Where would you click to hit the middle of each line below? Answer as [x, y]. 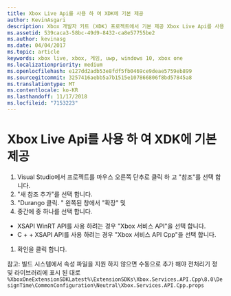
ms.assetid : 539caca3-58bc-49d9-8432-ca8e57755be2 [81, 33]
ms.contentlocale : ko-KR [43, 90]
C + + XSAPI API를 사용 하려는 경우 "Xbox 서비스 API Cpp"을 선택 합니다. [117, 234]
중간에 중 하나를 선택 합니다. [55, 211]
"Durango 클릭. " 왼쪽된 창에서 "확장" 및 [71, 202]
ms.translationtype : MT [41, 84]
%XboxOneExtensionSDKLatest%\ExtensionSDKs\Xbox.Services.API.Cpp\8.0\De [115, 279]
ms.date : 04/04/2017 [37, 45]
